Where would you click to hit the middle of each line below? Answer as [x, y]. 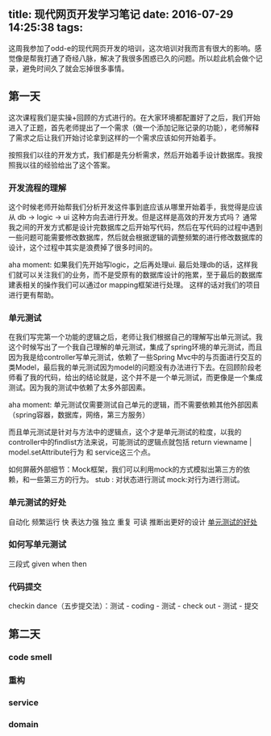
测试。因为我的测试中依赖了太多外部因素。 [79, 387]
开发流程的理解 [38, 188]
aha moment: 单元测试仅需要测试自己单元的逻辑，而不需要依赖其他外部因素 [133, 405]
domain [23, 725]
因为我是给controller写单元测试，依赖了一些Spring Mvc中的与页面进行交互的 [135, 357]
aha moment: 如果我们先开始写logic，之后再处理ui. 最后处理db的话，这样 [130, 264]
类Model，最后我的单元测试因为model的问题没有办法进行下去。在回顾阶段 [131, 367]
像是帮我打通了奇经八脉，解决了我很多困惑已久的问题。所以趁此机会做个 [135, 58]
